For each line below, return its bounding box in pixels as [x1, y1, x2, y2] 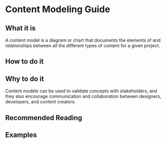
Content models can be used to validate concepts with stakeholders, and [5, 88, 158, 94]
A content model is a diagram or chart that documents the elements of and [5, 37, 161, 43]
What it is [5, 24, 36, 32]
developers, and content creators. [5, 99, 76, 105]
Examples [5, 130, 37, 139]
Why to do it [5, 75, 44, 83]
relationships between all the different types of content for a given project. [5, 43, 160, 49]
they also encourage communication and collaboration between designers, [5, 93, 161, 99]
